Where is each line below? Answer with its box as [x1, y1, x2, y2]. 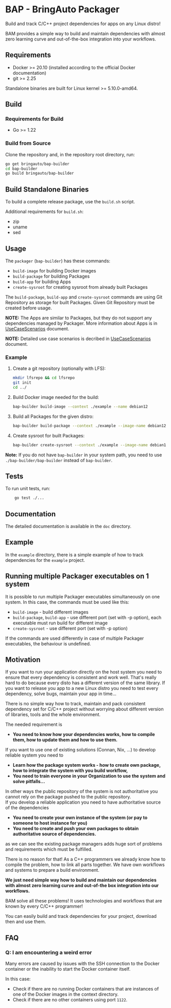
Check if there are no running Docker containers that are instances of [12, 986, 159, 992]
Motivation [5, 656, 41, 664]
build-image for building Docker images [12, 267, 96, 274]
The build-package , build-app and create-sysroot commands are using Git [5, 293, 162, 300]
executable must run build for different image [12, 620, 108, 626]
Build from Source [5, 140, 51, 147]
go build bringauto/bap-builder [5, 171, 74, 176]
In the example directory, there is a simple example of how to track [5, 552, 144, 558]
